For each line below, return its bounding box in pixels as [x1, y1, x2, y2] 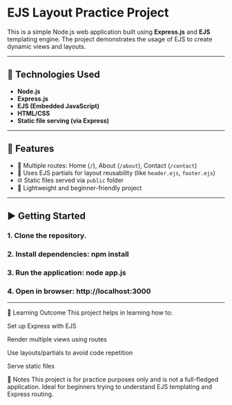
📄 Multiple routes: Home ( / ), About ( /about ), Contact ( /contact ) [17, 161, 197, 170]
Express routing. [7, 390, 54, 398]
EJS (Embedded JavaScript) [17, 101, 100, 110]
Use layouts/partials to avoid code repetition [7, 348, 133, 357]
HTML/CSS [17, 109, 50, 117]
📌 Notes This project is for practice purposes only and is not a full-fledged [7, 375, 219, 384]
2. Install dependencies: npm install [7, 249, 129, 259]
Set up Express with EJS [7, 322, 77, 330]
